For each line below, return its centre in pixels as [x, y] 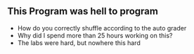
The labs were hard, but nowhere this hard [79, 43]
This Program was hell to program [83, 11]
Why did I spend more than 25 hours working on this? [95, 35]
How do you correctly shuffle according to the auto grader [102, 28]
